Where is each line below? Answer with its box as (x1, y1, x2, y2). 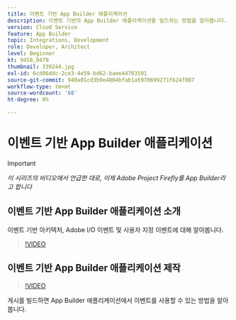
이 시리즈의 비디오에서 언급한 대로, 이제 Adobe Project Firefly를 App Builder (7, 173, 220, 182)
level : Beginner (7, 50, 55, 57)
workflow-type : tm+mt (7, 83, 72, 90)
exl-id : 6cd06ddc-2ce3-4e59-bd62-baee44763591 (7, 70, 147, 77)
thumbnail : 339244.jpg (7, 63, 74, 70)
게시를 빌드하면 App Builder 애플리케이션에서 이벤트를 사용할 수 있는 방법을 (7, 296, 216, 304)
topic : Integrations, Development (7, 37, 110, 44)
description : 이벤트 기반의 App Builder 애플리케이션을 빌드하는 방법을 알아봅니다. (7, 17, 227, 24)
